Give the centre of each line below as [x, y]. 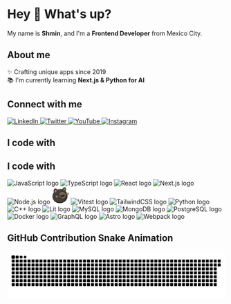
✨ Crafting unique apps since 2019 [57, 71]
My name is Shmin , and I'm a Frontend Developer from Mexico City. [105, 33]
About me [29, 55]
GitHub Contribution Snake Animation [90, 238]
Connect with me [45, 104]
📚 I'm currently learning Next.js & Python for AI [76, 80]
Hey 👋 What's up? [59, 14]
